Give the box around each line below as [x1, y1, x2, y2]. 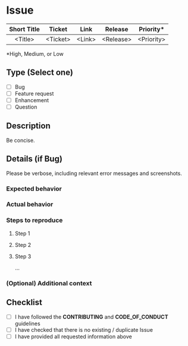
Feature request [14, 90, 54, 97]
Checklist [6, 297, 43, 307]
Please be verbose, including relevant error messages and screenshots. [6, 170, 183, 177]
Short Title [9, 25, 40, 33]
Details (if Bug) [6, 154, 62, 164]
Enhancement [14, 96, 49, 104]
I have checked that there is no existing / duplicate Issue [14, 326, 153, 333]
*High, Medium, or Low [6, 50, 64, 57]
